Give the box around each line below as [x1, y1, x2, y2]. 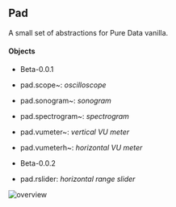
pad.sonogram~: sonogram [19, 96, 111, 106]
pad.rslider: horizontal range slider [19, 174, 136, 184]
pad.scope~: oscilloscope [19, 80, 107, 90]
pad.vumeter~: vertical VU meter [19, 127, 130, 137]
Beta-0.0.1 [19, 65, 54, 74]
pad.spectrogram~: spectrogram [19, 112, 129, 121]
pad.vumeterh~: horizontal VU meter [19, 143, 143, 153]
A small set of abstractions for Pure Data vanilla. [8, 27, 169, 37]
